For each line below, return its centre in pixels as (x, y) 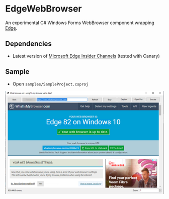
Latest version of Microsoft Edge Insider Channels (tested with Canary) (86, 56)
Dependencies (28, 44)
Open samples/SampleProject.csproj (50, 84)
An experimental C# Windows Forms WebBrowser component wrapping (80, 23)
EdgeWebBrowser (44, 9)
